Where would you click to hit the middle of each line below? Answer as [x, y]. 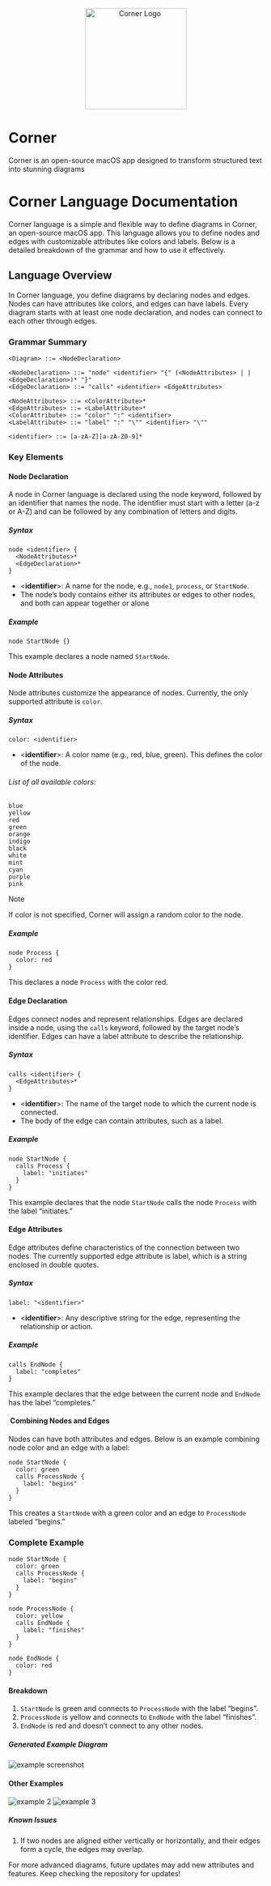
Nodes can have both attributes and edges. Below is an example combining [134, 1439]
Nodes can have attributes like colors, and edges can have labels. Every [129, 303]
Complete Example [47, 1542]
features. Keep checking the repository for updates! [95, 1873]
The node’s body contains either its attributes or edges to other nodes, [138, 595]
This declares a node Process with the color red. [88, 982]
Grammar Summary [48, 342]
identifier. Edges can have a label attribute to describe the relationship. [126, 1036]
